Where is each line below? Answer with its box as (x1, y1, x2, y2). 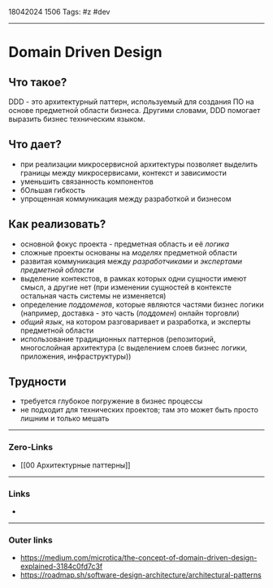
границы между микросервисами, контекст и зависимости (19, 168, 227, 177)
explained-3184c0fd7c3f (19, 561, 103, 572)
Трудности (8, 375, 67, 389)
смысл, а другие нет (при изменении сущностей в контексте (19, 282, 232, 292)
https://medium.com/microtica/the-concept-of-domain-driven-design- (19, 553, 258, 563)
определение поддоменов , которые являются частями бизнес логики (19, 299, 264, 309)
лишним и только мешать (19, 414, 110, 424)
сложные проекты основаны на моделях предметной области (19, 247, 237, 257)
